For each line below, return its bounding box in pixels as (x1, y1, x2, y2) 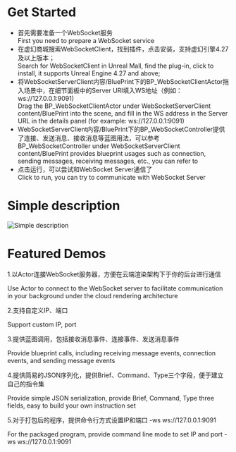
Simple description (7, 198, 120, 214)
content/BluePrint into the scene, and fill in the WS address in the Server (17, 109, 228, 117)
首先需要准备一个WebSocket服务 (17, 28, 113, 37)
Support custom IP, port (7, 320, 77, 329)
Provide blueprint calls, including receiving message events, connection (7, 348, 216, 357)
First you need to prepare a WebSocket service (17, 36, 155, 44)
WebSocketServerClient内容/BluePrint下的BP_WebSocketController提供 (17, 125, 225, 133)
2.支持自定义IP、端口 (7, 306, 68, 314)
